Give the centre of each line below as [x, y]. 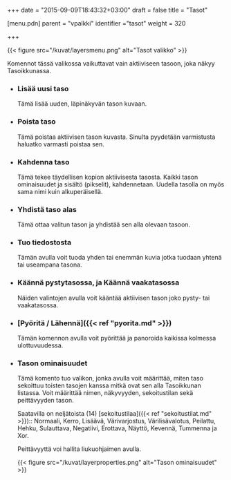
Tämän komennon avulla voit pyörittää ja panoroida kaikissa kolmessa [117, 338]
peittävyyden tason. [45, 401]
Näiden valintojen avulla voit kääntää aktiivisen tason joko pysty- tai [113, 298]
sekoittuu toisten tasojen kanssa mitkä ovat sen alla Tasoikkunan [109, 385]
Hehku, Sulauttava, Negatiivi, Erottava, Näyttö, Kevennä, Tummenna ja [117, 428]
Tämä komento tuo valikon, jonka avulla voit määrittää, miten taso [110, 378]
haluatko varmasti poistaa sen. [61, 144]
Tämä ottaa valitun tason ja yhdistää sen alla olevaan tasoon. [104, 224]
